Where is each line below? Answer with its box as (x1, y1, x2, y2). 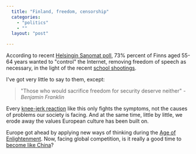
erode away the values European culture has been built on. (6, 117, 149, 124)
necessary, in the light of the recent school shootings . (6, 64, 137, 71)
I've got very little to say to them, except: (6, 76, 105, 83)
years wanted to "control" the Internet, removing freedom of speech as (14, 58, 187, 65)
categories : (11, 14, 41, 20)
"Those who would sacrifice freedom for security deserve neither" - (20, 87, 186, 94)
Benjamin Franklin (20, 94, 65, 101)
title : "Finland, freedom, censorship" (11, 8, 109, 15)
